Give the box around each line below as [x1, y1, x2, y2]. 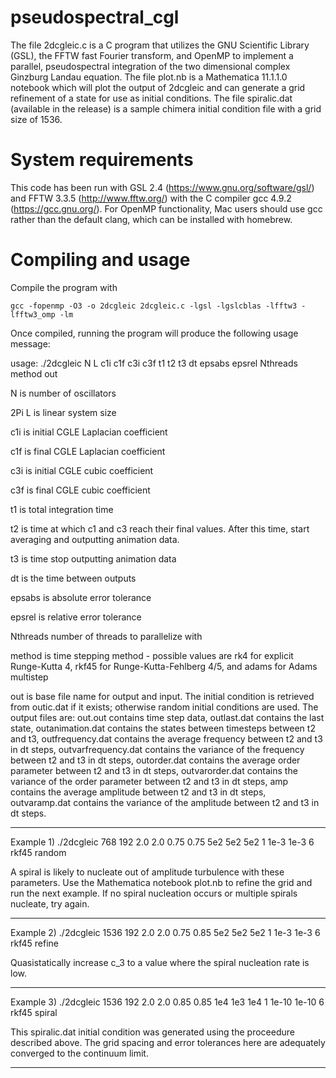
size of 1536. [10, 113, 63, 125]
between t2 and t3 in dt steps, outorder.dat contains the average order [10, 754, 301, 766]
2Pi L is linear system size [10, 406, 117, 418]
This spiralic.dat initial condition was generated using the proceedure [10, 1026, 295, 1038]
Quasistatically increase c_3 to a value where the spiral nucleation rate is [10, 956, 310, 968]
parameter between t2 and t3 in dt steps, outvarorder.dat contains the [10, 764, 298, 776]
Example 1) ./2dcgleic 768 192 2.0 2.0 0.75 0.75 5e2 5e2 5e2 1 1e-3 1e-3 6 [10, 836, 315, 848]
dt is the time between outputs [10, 572, 137, 584]
